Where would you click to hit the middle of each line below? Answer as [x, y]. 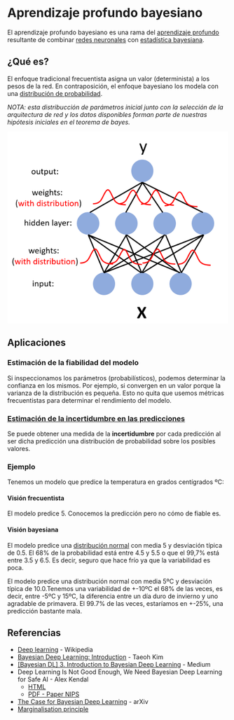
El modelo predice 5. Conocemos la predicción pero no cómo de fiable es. [114, 513]
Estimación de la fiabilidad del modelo [73, 363]
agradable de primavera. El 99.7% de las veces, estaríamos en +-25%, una [115, 603]
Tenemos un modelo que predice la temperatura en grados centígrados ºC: [116, 482]
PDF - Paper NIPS [54, 694]
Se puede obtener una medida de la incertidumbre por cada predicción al [114, 434]
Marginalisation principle [53, 709]
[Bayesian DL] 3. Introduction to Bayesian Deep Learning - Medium [114, 665]
